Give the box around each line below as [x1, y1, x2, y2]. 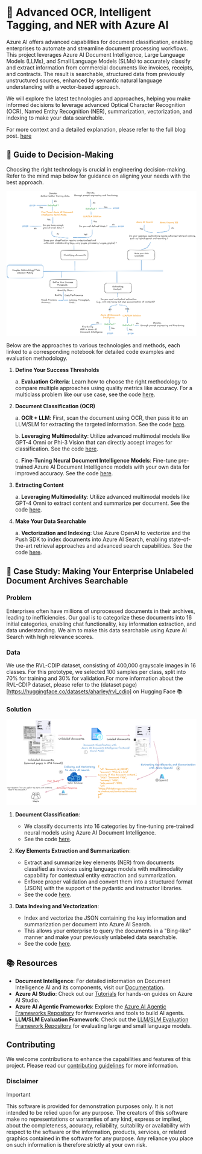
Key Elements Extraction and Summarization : [14, 847, 131, 854]
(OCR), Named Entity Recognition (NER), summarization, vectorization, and [6, 107, 192, 115]
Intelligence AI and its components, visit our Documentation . [14, 984, 165, 991]
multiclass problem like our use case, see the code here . [14, 391, 156, 398]
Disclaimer [6, 1077, 39, 1086]
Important [6, 1091, 31, 1098]
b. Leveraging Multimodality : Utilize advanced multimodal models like [14, 432, 191, 440]
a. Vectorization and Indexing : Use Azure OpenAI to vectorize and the [14, 530, 191, 537]
